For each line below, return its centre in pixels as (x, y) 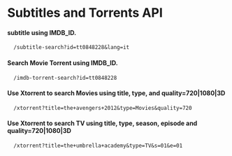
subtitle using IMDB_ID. (42, 32)
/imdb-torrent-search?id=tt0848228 (65, 78)
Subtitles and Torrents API (85, 13)
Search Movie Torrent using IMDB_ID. (63, 63)
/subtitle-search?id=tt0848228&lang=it (72, 48)
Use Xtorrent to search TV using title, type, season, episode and (102, 123)
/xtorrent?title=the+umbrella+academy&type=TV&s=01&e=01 (98, 146)
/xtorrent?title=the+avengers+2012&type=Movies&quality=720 (103, 108)
